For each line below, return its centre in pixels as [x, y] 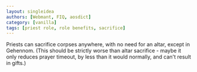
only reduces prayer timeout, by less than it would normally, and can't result [98, 57]
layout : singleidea [30, 11]
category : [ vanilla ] [32, 22]
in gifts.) [16, 63]
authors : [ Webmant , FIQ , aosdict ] [49, 17]
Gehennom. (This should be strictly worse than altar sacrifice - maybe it [94, 51]
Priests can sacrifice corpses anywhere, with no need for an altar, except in [98, 44]
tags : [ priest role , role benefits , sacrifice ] [66, 28]
